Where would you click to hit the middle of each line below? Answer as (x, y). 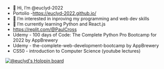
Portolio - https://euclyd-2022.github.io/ (54, 13)
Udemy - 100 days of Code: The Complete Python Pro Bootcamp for (85, 35)
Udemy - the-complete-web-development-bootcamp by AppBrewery (86, 45)
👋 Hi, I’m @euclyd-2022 (38, 8)
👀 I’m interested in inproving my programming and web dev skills (81, 19)
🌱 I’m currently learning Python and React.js (59, 24)
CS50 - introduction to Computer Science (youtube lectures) (77, 51)
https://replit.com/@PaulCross (45, 29)
